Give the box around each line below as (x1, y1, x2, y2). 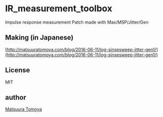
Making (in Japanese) (5, 33, 74, 42)
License (5, 66, 30, 74)
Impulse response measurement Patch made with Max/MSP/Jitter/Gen (5, 19, 149, 25)
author (5, 93, 26, 101)
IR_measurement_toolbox (5, 3, 112, 14)
